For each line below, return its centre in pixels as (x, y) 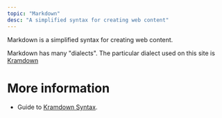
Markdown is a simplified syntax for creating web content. (90, 39)
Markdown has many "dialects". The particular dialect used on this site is (111, 53)
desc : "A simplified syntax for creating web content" (88, 20)
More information (58, 88)
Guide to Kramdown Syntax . (57, 107)
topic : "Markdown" (34, 13)
